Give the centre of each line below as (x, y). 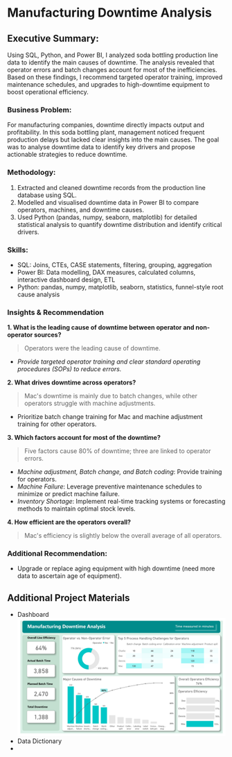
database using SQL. (47, 195)
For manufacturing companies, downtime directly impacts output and (106, 125)
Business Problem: (39, 110)
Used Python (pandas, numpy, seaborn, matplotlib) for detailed (107, 217)
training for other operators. (57, 424)
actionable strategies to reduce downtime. (68, 155)
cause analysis (38, 294)
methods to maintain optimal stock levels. (77, 509)
